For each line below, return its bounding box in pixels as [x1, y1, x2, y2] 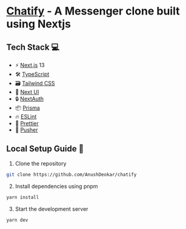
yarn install [6, 194, 39, 201]
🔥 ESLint [15, 113, 37, 120]
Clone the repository [15, 159, 67, 167]
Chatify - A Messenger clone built [6, 4, 180, 18]
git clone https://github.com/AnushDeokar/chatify [6, 171, 137, 178]
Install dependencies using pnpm [15, 182, 98, 190]
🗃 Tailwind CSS [15, 80, 56, 87]
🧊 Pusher [15, 126, 38, 133]
